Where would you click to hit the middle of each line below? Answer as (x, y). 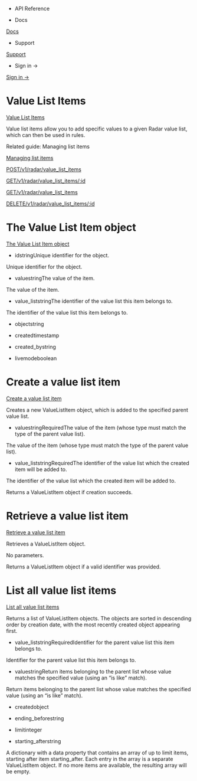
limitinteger (28, 730)
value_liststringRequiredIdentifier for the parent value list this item (94, 642)
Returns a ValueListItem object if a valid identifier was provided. (83, 567)
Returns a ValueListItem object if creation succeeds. (69, 492)
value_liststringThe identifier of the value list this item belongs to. (93, 301)
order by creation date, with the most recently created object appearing (93, 625)
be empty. (18, 771)
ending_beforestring (39, 718)
